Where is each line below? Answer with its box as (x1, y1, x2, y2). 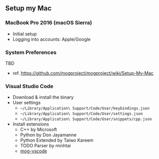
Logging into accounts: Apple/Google (12, 36, 91, 42)
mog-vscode (20, 148, 47, 154)
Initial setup (12, 30, 37, 37)
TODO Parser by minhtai (20, 143, 71, 149)
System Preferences (5, 49, 57, 56)
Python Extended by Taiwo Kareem (20, 137, 94, 143)
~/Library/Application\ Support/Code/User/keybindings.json (20, 106, 150, 111)
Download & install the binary (12, 94, 74, 100)
